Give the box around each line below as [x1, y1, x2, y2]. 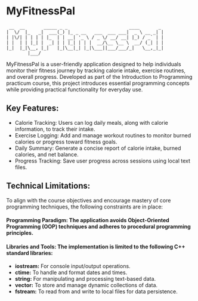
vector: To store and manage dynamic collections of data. [14, 282, 158, 289]
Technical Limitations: [6, 181, 91, 191]
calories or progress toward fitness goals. [14, 138, 117, 145]
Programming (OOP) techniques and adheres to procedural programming [6, 223, 191, 231]
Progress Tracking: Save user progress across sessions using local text [14, 157, 191, 164]
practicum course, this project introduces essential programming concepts [6, 79, 190, 87]
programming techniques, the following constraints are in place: [6, 203, 163, 210]
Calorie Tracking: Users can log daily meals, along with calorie [14, 119, 169, 126]
